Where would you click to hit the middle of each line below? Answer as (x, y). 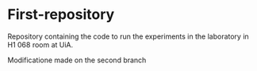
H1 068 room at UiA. (40, 44)
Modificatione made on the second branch (77, 60)
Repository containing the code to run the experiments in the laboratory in (128, 36)
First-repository (61, 15)
